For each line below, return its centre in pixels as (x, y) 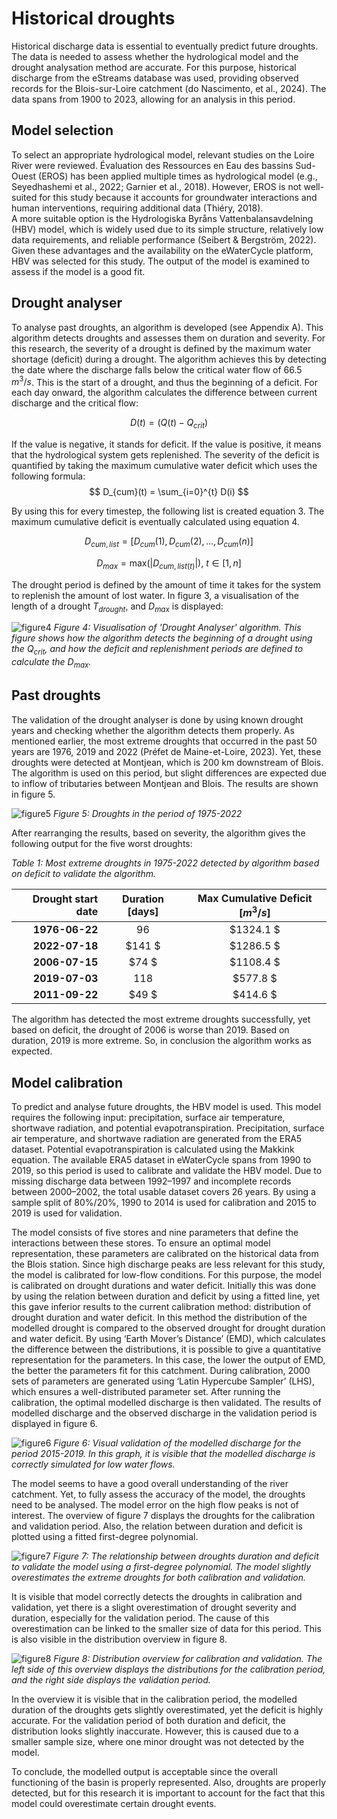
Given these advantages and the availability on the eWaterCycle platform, (162, 250)
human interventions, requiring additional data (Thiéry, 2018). (137, 208)
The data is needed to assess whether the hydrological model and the (155, 56)
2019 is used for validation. (67, 1213)
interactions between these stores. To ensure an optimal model (141, 1243)
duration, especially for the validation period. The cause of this (140, 1618)
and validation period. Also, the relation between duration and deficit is (157, 1526)
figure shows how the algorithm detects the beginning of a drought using (162, 638)
